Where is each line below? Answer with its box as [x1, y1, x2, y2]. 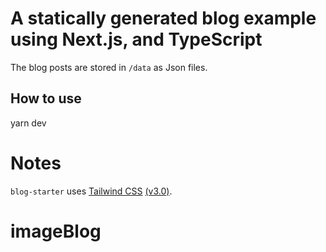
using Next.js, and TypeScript [10, 28, 263, 51]
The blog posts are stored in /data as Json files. [10, 61, 208, 73]
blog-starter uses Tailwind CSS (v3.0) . [10, 185, 173, 197]
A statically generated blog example [10, 7, 317, 30]
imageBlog [10, 220, 102, 242]
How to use [10, 90, 82, 107]
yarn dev [10, 117, 47, 129]
